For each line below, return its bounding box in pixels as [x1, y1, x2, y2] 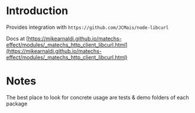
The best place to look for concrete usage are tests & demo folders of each [6, 94, 189, 101]
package [6, 100, 28, 107]
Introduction [6, 4, 69, 18]
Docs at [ [6, 35, 28, 42]
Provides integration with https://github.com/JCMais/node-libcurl [6, 24, 169, 31]
